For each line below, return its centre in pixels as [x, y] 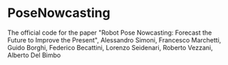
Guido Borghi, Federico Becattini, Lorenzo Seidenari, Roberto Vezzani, [110, 47]
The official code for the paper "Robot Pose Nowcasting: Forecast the [110, 32]
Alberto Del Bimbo [34, 55]
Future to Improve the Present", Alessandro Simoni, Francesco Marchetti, [114, 40]
